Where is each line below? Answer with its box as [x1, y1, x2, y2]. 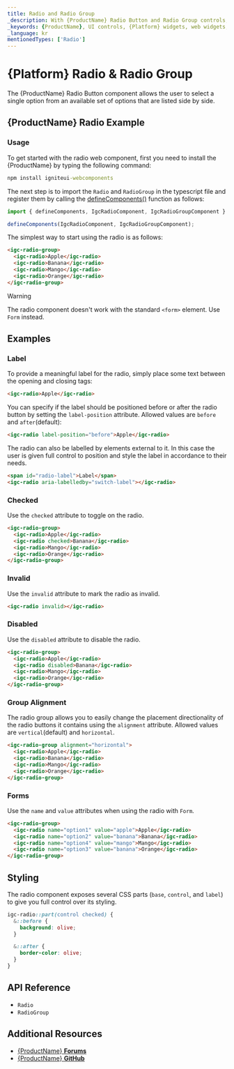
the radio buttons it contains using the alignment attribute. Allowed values [7, 721, 219, 729]
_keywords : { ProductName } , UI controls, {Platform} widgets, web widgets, [7, 23, 229, 30]
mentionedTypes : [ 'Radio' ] [7, 36, 86, 43]
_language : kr [7, 29, 49, 37]
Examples [7, 333, 51, 345]
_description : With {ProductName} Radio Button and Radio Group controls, [7, 17, 229, 24]
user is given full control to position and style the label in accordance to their [7, 451, 227, 460]
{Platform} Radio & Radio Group [7, 66, 193, 82]
